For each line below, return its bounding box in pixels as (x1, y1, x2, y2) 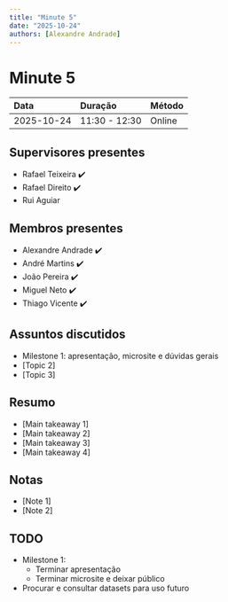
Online (150, 114, 177, 127)
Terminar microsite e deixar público (35, 574, 166, 584)
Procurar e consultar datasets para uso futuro (21, 582, 190, 594)
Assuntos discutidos (9, 327, 126, 342)
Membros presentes (9, 221, 124, 236)
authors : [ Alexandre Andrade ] (9, 29, 122, 38)
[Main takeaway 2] (21, 427, 90, 439)
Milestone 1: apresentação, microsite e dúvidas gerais (21, 350, 219, 361)
